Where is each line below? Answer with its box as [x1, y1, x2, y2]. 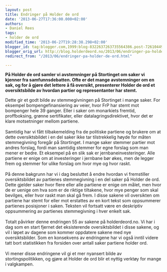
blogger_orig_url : [5, 49, 43, 54]
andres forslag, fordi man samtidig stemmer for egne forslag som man [5, 145, 149, 151]
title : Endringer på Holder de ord [5, 12, 79, 17]
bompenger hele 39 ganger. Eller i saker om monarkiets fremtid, [5, 108, 136, 114]
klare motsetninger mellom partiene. [5, 118, 80, 125]
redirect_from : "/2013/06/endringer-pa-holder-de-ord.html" [5, 53, 133, 59]
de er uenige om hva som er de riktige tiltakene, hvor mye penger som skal [5, 187, 159, 193]
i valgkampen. [5, 261, 34, 267]
